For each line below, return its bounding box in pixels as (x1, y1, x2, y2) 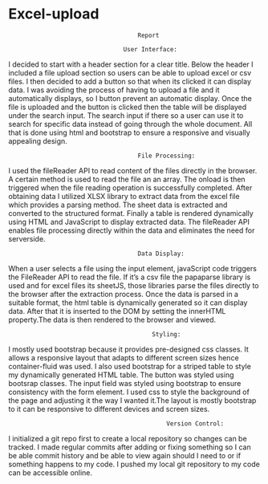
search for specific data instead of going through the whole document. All (8, 119, 253, 128)
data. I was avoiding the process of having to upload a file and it (8, 85, 220, 95)
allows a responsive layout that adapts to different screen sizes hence (8, 352, 239, 362)
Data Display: (137, 250, 185, 258)
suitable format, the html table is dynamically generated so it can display (8, 298, 248, 307)
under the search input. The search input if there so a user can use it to (8, 110, 244, 120)
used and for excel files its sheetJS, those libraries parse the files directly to (8, 280, 259, 290)
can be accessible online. (8, 467, 93, 478)
